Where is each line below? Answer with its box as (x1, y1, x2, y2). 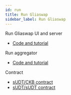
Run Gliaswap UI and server (5, 31, 62, 37)
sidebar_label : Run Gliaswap (5, 17, 66, 22)
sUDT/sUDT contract (12, 84, 56, 90)
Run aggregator (5, 50, 37, 56)
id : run (5, 7, 21, 13)
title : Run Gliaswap (5, 12, 48, 17)
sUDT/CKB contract (12, 79, 53, 85)
